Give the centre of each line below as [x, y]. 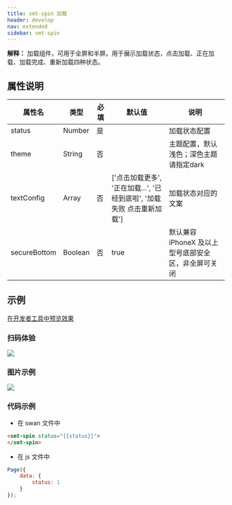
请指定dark [187, 165]
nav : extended [28, 26]
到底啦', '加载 [139, 199]
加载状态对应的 [193, 193]
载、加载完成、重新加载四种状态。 [56, 62]
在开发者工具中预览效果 [40, 318]
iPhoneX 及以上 [194, 243]
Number [76, 131]
